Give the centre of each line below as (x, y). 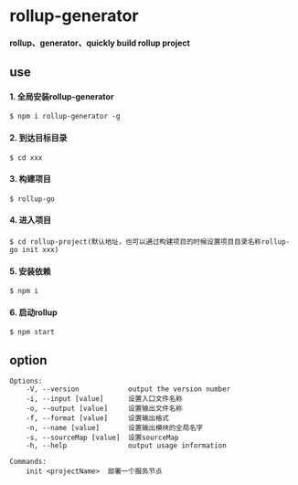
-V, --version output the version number (128, 389)
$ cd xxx (26, 158)
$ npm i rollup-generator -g (65, 116)
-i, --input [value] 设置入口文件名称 (104, 399)
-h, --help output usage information (126, 446)
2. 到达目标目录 (38, 137)
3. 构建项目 (31, 179)
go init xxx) (34, 249)
